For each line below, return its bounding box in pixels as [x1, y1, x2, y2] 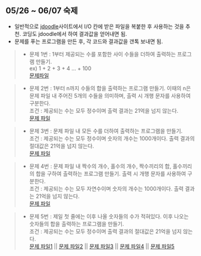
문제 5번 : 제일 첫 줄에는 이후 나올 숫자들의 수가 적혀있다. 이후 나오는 [29, 212, 189, 220]
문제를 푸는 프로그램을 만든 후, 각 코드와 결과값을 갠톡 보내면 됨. [14, 38, 163, 45]
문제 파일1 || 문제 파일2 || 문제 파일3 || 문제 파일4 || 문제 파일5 [29, 242, 175, 250]
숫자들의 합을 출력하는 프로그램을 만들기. [29, 220, 124, 227]
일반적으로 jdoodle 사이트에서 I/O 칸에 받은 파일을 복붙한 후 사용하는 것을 [14, 23, 184, 30]
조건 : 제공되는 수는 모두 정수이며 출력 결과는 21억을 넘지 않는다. [29, 107, 179, 114]
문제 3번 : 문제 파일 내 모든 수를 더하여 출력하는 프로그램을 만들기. [29, 127, 183, 134]
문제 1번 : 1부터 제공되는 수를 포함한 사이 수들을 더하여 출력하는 [29, 50, 176, 58]
